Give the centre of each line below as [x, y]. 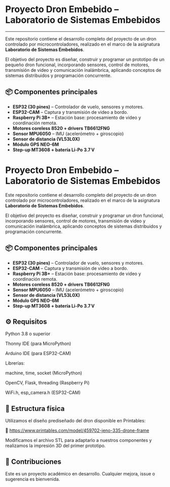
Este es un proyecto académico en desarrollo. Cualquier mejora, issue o [80, 473]
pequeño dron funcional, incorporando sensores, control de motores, [77, 65]
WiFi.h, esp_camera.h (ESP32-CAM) [43, 392]
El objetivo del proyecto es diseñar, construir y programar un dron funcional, [85, 215]
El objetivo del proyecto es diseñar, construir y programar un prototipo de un [85, 59]
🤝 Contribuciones [33, 461]
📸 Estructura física [35, 408]
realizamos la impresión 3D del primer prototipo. [56, 446]
